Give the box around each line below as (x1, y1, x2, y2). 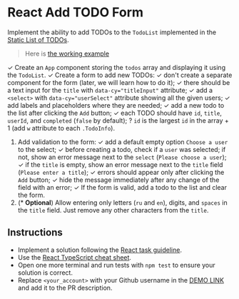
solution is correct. (17, 268, 73, 277)
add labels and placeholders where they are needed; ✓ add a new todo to (7, 101, 225, 109)
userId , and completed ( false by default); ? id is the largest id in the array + (7, 116, 230, 125)
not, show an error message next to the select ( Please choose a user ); (17, 153, 227, 161)
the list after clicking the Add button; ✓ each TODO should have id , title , (7, 108, 223, 117)
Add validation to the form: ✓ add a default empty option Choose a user (17, 137, 228, 146)
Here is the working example (24, 49, 109, 58)
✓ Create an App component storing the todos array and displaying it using (7, 63, 226, 71)
